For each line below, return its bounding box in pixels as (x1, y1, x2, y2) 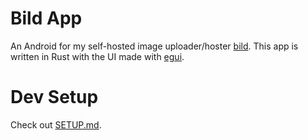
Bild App (10, 7, 83, 30)
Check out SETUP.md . (10, 118, 102, 131)
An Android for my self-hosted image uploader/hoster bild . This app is (10, 40, 299, 52)
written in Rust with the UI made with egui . (10, 50, 185, 62)
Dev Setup (10, 86, 99, 109)
